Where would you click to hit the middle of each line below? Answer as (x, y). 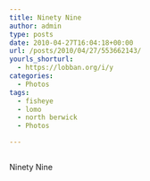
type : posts (31, 34)
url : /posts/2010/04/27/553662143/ (75, 51)
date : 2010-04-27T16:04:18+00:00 (71, 43)
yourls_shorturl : (42, 59)
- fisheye (35, 101)
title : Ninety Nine (46, 17)
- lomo (29, 109)
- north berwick (47, 117)
